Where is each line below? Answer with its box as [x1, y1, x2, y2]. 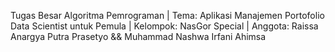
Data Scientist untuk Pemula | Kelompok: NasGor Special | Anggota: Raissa [10, 20, 319, 32]
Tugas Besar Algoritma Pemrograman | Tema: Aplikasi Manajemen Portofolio [10, 10, 325, 21]
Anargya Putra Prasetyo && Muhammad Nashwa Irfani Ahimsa [10, 31, 267, 42]
